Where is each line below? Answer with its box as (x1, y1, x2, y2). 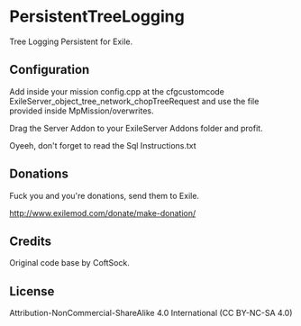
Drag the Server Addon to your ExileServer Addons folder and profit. (9, 122, 263, 133)
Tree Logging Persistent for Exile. (9, 36, 133, 47)
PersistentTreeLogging (9, 6, 185, 27)
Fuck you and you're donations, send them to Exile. (9, 190, 200, 201)
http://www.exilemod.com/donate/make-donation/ (9, 207, 196, 218)
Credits (9, 233, 52, 249)
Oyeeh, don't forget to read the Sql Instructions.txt (9, 140, 196, 150)
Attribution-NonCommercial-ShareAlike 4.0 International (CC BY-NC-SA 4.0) (9, 308, 293, 319)
